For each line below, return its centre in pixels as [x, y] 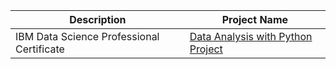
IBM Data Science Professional [87, 36]
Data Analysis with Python [251, 36]
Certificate [40, 49]
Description [98, 19]
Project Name [255, 19]
